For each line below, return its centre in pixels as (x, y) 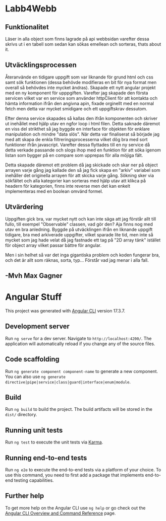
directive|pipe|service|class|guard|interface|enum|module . (68, 382)
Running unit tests (34, 430)
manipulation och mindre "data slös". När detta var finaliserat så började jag (83, 134)
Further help (25, 496)
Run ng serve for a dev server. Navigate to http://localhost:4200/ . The (79, 338)
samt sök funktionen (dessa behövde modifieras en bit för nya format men (81, 82)
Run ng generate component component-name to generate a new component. (82, 371)
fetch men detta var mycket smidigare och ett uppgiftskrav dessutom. (76, 109)
